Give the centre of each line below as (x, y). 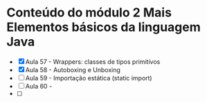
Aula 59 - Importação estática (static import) (89, 78)
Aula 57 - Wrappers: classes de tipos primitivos (93, 61)
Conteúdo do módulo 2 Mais (89, 13)
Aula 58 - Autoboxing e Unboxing (73, 69)
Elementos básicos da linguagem (104, 27)
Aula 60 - (39, 86)
